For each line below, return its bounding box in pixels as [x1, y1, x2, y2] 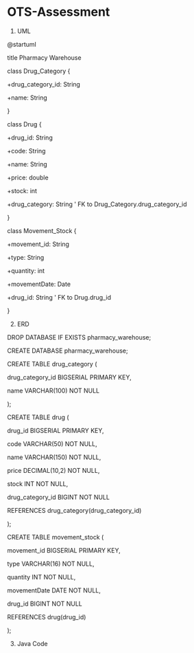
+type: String [7, 253, 45, 261]
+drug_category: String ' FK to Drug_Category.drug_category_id [7, 200, 187, 208]
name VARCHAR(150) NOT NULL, [7, 453, 101, 461]
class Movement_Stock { [7, 226, 77, 234]
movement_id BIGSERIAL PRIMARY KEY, [7, 546, 121, 554]
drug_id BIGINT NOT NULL [7, 599, 82, 608]
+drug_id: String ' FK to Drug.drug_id [7, 293, 112, 301]
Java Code [16, 639, 48, 648]
